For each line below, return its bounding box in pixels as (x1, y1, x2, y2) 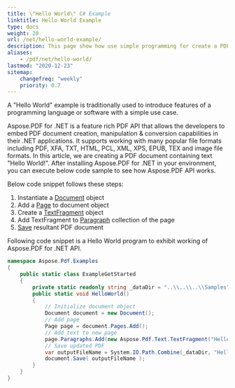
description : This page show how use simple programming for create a (7, 43, 218, 50)
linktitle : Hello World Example (7, 17, 101, 24)
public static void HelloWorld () (32, 290, 130, 297)
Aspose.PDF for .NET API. (7, 244, 82, 252)
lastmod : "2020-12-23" (7, 62, 73, 69)
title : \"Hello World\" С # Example (7, 10, 111, 17)
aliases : (7, 50, 33, 57)
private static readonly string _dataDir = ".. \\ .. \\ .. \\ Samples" (32, 284, 230, 291)
